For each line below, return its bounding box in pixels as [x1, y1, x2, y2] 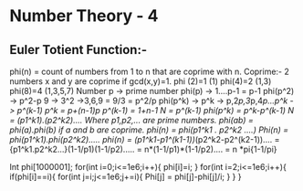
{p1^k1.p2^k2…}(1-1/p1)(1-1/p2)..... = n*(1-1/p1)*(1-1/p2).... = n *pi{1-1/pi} [9, 143, 277, 154]
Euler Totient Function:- [9, 42, 148, 58]
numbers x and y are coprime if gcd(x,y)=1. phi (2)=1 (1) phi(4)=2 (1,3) [9, 76, 272, 87]
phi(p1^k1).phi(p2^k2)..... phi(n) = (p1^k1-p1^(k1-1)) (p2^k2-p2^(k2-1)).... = [9, 134, 280, 144]
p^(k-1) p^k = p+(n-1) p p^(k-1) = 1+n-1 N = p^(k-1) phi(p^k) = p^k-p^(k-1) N [16, 105, 295, 115]
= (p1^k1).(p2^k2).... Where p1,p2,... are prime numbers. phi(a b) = [9, 115, 254, 125]
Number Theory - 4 [9, 5, 159, 27]
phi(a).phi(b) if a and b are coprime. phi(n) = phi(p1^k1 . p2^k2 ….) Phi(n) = [9, 124, 289, 135]
